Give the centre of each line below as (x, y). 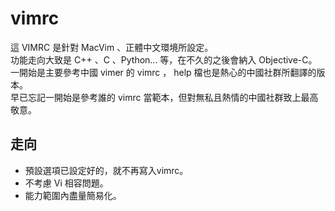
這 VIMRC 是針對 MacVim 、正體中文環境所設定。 (112, 47)
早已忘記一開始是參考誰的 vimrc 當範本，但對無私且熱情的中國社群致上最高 (164, 97)
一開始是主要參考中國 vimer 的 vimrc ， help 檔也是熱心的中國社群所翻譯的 (163, 72)
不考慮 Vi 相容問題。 (66, 183)
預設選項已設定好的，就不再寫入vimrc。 (106, 170)
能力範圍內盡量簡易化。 (73, 195)
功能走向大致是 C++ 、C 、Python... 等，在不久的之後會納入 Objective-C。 (164, 59)
